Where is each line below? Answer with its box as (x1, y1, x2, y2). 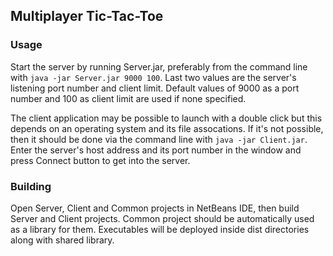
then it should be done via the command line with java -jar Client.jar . (10, 133, 308, 145)
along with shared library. (10, 234, 115, 246)
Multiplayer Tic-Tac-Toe (10, 8, 164, 25)
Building (10, 179, 52, 193)
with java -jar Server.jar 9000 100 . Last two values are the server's (10, 71, 297, 83)
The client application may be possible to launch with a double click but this (10, 112, 323, 124)
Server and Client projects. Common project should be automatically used (10, 212, 315, 224)
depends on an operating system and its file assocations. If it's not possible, (10, 122, 324, 134)
